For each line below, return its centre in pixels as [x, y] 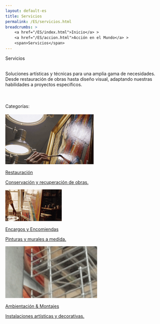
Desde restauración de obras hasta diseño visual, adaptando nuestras [79, 79]
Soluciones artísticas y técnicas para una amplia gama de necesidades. [80, 74]
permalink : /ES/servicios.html [38, 21]
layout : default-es [26, 11]
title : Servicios [24, 16]
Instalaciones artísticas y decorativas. [45, 316]
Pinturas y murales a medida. [36, 239]
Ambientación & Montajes [32, 306]
